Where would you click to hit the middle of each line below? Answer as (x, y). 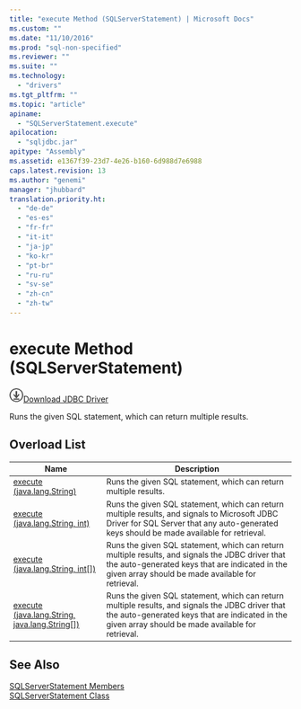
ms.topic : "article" (48, 104)
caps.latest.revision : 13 (57, 171)
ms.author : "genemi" (48, 180)
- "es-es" (35, 218)
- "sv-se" (35, 284)
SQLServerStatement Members (67, 687)
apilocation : (34, 133)
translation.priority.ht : (57, 199)
